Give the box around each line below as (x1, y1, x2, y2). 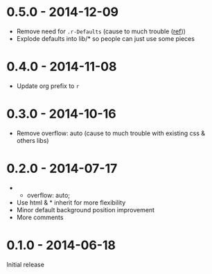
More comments (16, 213, 64, 221)
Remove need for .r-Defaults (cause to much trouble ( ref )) (16, 27, 186, 35)
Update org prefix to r (16, 81, 80, 90)
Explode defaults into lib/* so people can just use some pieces (16, 34, 195, 42)
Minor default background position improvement (16, 205, 155, 214)
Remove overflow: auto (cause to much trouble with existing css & (16, 129, 206, 137)
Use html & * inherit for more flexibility (16, 198, 126, 207)
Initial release (6, 260, 44, 268)
